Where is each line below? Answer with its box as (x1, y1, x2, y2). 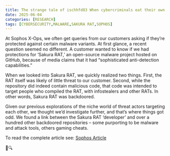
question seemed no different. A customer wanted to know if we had (5, 46, 149, 52)
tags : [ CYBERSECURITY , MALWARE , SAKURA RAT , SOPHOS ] (5, 21, 113, 27)
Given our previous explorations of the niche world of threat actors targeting (5, 103, 165, 109)
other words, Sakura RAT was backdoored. (5, 94, 95, 100)
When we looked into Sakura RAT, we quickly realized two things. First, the (5, 72, 162, 79)
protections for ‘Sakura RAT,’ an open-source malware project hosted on (5, 52, 157, 58)
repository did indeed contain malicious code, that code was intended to (5, 83, 157, 89)
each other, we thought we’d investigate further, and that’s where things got (5, 109, 164, 115)
